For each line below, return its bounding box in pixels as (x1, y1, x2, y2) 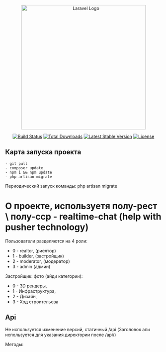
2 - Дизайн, (12, 293, 37, 299)
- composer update (5, 165, 43, 170)
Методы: (5, 341, 24, 347)
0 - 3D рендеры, (12, 283, 47, 289)
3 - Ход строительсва (12, 299, 59, 305)
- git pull (5, 161, 28, 166)
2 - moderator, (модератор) (12, 258, 71, 264)
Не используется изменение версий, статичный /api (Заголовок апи (5, 326, 150, 332)
